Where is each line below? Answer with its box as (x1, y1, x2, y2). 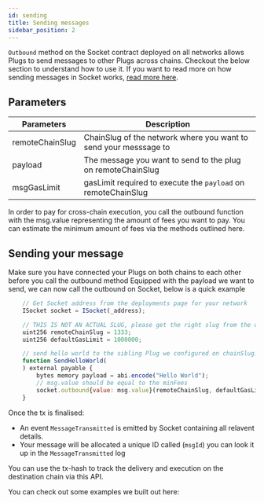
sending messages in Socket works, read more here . (8, 72, 179, 83)
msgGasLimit (12, 182, 60, 193)
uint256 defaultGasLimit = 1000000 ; (22, 336, 143, 343)
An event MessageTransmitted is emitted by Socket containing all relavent (19, 423, 255, 432)
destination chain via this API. (8, 472, 104, 481)
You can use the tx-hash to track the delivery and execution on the (8, 463, 224, 472)
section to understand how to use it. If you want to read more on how (8, 64, 232, 74)
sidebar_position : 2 (8, 26, 76, 34)
